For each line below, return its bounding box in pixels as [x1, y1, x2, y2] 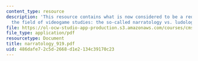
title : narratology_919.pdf [6, 41, 75, 47]
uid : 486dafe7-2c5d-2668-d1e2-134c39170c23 [6, 46, 115, 52]
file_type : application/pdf [6, 30, 75, 36]
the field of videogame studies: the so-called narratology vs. [11, 19, 173, 25]
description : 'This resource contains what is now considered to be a [6, 14, 183, 20]
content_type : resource [6, 8, 65, 15]
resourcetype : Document [6, 35, 65, 41]
